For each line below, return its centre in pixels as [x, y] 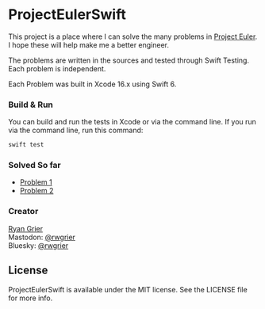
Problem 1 [36, 182]
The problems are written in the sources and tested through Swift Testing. [129, 60]
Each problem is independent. [57, 68]
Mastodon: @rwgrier [42, 237]
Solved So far [35, 166]
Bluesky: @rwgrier [38, 245]
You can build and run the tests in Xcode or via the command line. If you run [132, 122]
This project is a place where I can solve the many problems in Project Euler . [133, 36]
